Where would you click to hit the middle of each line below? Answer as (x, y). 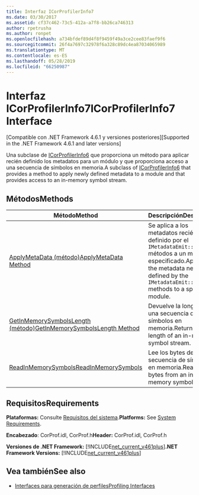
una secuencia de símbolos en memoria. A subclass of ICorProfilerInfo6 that (99, 168)
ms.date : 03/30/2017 (32, 17)
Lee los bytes (166, 352)
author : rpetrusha (29, 28)
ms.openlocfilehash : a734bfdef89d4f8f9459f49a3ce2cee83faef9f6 (86, 39)
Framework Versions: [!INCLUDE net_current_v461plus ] (74, 452)
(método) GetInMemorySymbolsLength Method (75, 328)
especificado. (167, 261)
